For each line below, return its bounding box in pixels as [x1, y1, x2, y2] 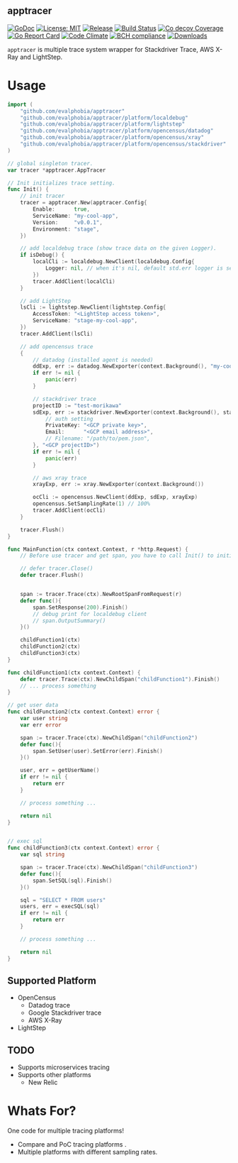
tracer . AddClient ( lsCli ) [20, 330, 93, 337]
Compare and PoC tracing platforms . [17, 1140, 127, 1149]
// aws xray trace [33, 474, 87, 481]
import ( [7, 101, 33, 108]
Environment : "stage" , [33, 226, 100, 233]
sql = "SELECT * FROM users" [20, 896, 106, 903]
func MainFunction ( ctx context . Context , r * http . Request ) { [7, 546, 189, 553]
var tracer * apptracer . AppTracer [7, 166, 106, 174]
